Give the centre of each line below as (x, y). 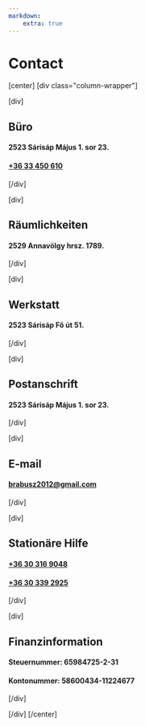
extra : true (43, 23)
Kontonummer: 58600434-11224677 (72, 681)
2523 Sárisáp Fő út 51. (46, 325)
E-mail (25, 464)
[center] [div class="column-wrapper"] (73, 86)
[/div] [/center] (33, 714)
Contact (36, 63)
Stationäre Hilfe (48, 544)
